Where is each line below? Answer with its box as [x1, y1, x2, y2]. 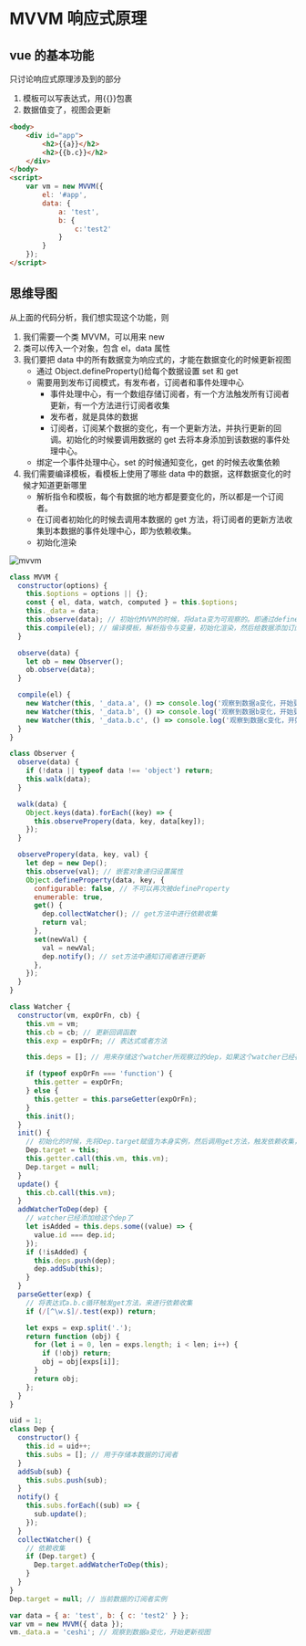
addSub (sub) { [17, 1467, 71, 1476]
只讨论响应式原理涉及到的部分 [9, 74, 121, 84]
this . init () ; [25, 1111, 76, 1121]
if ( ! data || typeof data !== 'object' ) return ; [25, 766, 214, 776]
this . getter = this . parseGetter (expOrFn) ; [33, 1095, 198, 1104]
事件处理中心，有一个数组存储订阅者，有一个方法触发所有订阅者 [49, 388, 290, 399]
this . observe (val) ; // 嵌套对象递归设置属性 [25, 866, 184, 876]
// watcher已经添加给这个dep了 [25, 1213, 134, 1223]
